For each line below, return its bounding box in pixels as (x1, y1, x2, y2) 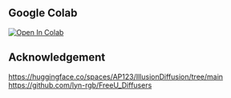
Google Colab (8, 6, 78, 20)
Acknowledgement (8, 51, 106, 65)
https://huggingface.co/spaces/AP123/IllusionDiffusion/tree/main (8, 72, 223, 81)
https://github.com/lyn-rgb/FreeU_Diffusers (8, 80, 152, 90)
